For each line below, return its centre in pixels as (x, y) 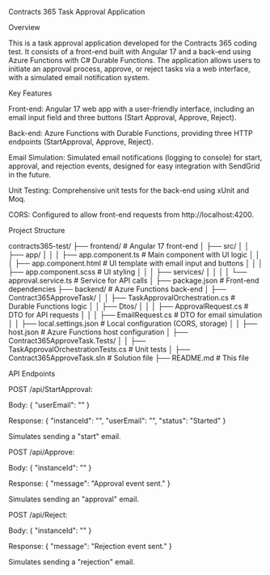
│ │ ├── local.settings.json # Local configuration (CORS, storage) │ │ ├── (133, 324)
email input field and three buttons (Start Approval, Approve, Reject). (122, 117)
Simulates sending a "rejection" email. (72, 562)
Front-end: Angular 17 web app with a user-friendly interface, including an (131, 109)
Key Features (30, 93)
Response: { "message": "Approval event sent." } (90, 483)
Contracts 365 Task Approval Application (77, 12)
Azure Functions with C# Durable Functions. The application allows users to (135, 60)
